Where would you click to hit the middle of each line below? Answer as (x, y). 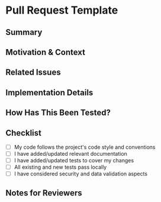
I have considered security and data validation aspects (81, 174)
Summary (24, 32)
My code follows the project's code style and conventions (85, 147)
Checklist (24, 133)
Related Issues (33, 73)
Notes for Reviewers (44, 193)
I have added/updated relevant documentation (71, 154)
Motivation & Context (46, 52)
